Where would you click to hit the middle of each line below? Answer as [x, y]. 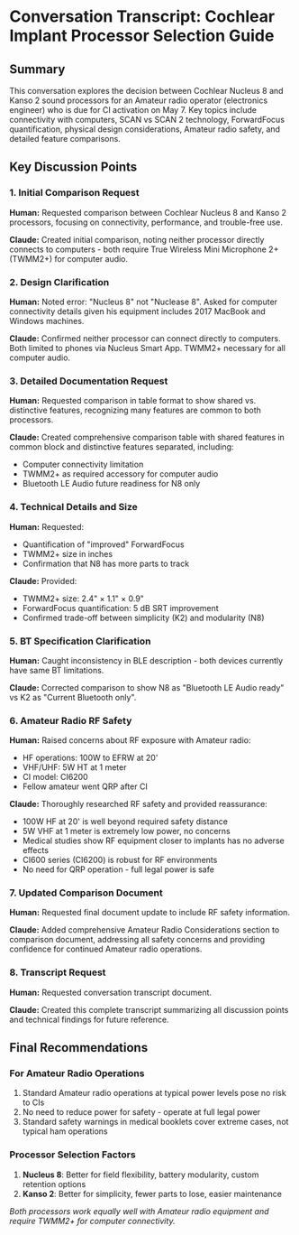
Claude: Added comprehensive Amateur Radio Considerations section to [145, 930]
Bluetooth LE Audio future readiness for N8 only [111, 484]
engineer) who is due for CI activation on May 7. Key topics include [133, 110]
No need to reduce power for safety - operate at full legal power [141, 1112]
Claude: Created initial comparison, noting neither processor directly [137, 239]
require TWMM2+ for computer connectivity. [92, 1221]
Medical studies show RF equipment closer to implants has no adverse [154, 840]
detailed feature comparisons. [65, 139]
